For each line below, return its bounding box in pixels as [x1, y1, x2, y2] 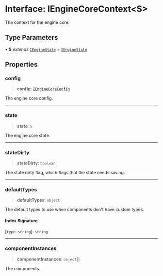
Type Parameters [5, 33, 58, 42]
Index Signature [5, 217, 38, 224]
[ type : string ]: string [5, 228, 48, 234]
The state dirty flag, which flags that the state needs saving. [5, 170, 125, 176]
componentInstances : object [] [16, 256, 80, 262]
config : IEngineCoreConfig [16, 86, 70, 92]
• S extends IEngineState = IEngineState [5, 46, 87, 52]
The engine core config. [5, 96, 53, 101]
